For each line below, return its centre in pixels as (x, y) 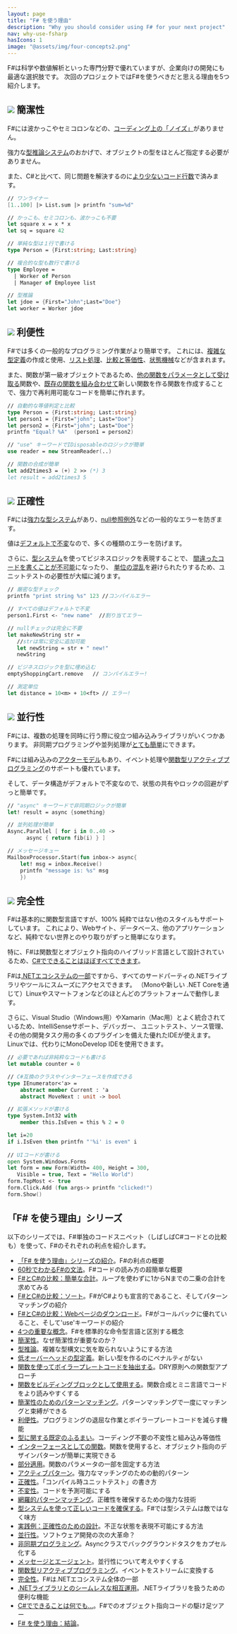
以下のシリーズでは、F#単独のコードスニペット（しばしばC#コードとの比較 (117, 1236)
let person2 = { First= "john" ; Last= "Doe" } (71, 425)
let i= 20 (20, 1135)
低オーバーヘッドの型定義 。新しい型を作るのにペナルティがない (110, 1358)
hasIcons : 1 (25, 40)
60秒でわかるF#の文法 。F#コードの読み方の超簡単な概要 (100, 1269)
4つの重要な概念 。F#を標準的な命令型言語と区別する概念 (101, 1331)
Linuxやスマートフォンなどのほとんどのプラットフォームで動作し (120, 994)
